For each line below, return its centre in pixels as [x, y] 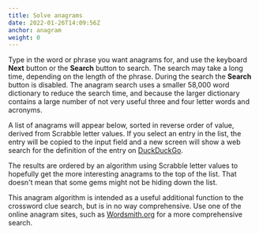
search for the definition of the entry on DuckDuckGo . [96, 150]
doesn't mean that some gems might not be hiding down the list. [113, 183]
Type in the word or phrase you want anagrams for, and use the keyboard [128, 60]
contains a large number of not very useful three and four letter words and [129, 102]
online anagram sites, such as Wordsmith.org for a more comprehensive [126, 214]
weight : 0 [24, 37]
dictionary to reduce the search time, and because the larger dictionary [124, 93]
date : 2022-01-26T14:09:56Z [54, 23]
